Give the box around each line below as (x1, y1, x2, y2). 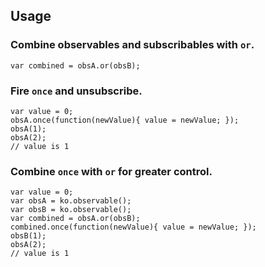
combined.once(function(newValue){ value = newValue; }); (10, 222, 257, 233)
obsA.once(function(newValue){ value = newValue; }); (10, 115, 240, 125)
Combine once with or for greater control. (10, 164, 213, 178)
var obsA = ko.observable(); (10, 196, 132, 206)
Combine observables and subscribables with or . (10, 38, 255, 52)
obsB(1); (10, 231, 47, 241)
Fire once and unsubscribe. (10, 84, 143, 98)
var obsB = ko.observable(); (10, 205, 132, 215)
